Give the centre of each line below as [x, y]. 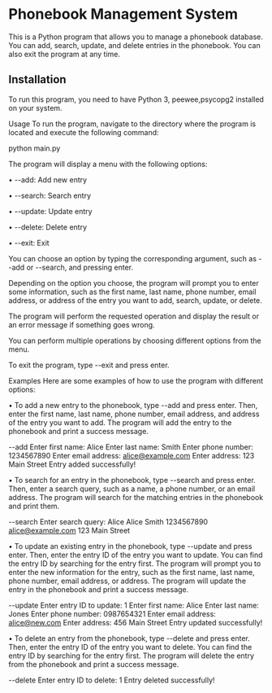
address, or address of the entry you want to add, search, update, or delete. [135, 300]
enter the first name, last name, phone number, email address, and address [134, 414]
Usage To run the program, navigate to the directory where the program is [132, 124]
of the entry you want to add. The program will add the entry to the [120, 422]
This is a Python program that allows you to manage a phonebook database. [136, 37]
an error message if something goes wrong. [82, 325]
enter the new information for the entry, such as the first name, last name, [132, 572]
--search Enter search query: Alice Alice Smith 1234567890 [108, 521]
